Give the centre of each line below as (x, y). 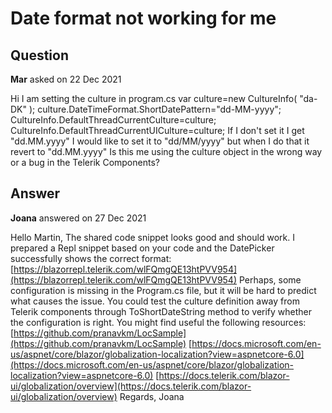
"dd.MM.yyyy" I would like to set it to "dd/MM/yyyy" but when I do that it (160, 141)
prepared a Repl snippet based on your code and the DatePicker (142, 248)
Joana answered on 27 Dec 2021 (78, 218)
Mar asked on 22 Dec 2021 (66, 79)
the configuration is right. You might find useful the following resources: (158, 322)
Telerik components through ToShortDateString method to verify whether (161, 311)
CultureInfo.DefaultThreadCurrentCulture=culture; (113, 120)
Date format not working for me (143, 18)
